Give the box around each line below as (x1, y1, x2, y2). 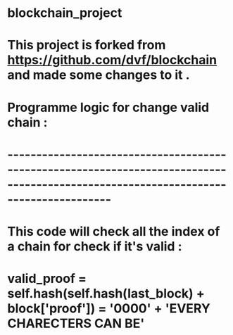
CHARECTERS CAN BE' (7, 315, 145, 331)
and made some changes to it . (7, 67, 190, 83)
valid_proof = (7, 271, 87, 286)
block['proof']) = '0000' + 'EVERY (7, 301, 211, 317)
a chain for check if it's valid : (7, 238, 182, 254)
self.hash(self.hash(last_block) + (7, 286, 206, 302)
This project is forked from (7, 37, 166, 53)
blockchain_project (7, 5, 122, 21)
